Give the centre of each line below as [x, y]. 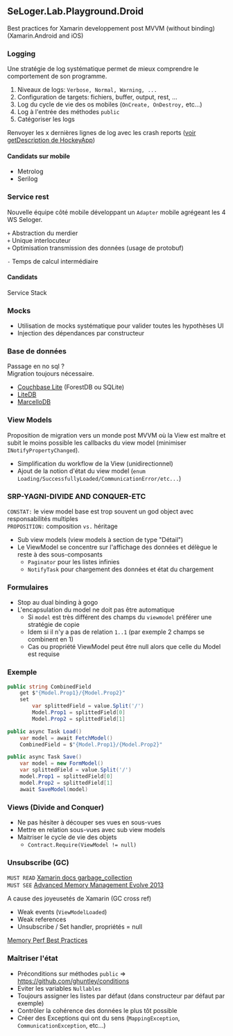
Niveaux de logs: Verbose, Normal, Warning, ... [87, 90]
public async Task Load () [44, 731]
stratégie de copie [53, 625]
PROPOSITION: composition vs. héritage [62, 526]
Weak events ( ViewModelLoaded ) [62, 912]
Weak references [42, 919]
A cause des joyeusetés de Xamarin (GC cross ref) [79, 899]
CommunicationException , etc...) [61, 1025]
